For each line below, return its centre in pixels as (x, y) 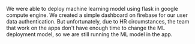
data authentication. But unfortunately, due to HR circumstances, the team (98, 21)
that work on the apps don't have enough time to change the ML (86, 28)
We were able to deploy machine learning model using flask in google (92, 9)
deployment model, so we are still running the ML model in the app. (89, 34)
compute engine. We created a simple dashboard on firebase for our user (97, 15)
